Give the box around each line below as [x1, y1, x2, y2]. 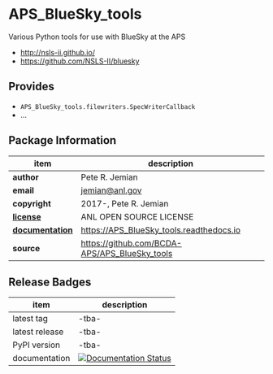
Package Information [8, 133, 117, 147]
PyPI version [12, 339, 61, 350]
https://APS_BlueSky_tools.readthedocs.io [80, 224, 241, 236]
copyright [12, 198, 51, 209]
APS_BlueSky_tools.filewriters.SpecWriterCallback [19, 102, 196, 111]
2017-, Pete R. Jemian [80, 198, 169, 209]
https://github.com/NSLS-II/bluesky [19, 56, 140, 66]
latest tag [12, 313, 49, 324]
